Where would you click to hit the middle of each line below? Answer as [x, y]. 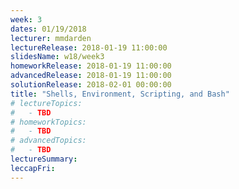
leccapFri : [33, 168]
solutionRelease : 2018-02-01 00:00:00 [91, 85]
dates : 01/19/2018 [48, 29]
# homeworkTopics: [48, 122]
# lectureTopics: [46, 103]
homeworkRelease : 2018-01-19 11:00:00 [91, 66]
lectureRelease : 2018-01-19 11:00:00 [89, 47]
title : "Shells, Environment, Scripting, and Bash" [120, 94]
